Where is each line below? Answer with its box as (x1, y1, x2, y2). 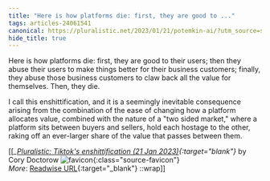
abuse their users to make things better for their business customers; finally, (8, 65, 261, 74)
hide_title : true (8, 34, 67, 42)
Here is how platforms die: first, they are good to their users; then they (8, 56, 241, 66)
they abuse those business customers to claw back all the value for (8, 73, 231, 82)
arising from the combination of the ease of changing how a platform (8, 106, 236, 115)
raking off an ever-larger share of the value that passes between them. (8, 131, 243, 141)
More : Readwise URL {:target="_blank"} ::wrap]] (8, 163, 166, 173)
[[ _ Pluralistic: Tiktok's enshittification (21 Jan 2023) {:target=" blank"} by (8, 147, 247, 156)
